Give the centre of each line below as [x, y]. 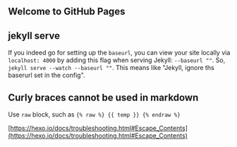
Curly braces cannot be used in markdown [103, 97]
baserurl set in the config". [47, 75]
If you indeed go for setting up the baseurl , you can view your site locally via [119, 53]
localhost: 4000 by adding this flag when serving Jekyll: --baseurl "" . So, [117, 60]
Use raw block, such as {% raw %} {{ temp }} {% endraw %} [94, 114]
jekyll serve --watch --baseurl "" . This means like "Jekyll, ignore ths [111, 68]
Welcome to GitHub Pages [67, 12]
